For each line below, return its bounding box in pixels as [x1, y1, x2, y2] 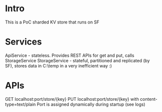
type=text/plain [5, 101, 36, 107]
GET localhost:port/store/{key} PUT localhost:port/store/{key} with [5, 96, 139, 102]
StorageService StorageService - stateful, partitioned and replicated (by [5, 57, 150, 64]
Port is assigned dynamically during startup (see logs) [36, 101, 145, 107]
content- [140, 96, 158, 102]
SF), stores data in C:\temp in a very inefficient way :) [5, 63, 112, 68]
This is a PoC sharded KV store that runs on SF [5, 19, 100, 25]
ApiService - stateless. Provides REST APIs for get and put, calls [5, 52, 135, 58]
